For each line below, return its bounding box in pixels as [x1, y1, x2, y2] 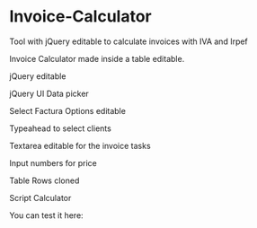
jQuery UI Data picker [9, 88, 90, 99]
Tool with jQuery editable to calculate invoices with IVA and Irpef [9, 36, 249, 47]
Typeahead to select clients [9, 123, 112, 134]
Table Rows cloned [9, 175, 80, 186]
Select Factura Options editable [9, 105, 126, 116]
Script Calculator [9, 192, 72, 203]
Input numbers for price [9, 157, 97, 168]
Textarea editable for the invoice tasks [9, 140, 151, 151]
